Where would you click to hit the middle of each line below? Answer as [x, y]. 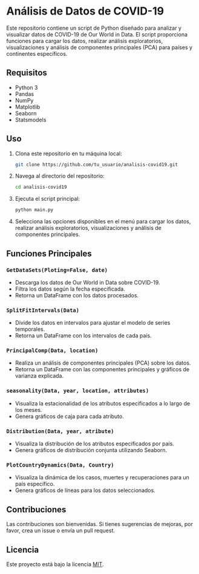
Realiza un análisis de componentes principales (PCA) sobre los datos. [103, 363]
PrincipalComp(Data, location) [52, 351]
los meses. [28, 410]
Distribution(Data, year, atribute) [60, 431]
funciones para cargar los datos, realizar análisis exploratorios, [85, 41]
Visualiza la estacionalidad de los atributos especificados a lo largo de [103, 403]
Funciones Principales [49, 253]
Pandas [24, 94]
